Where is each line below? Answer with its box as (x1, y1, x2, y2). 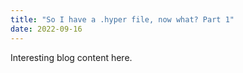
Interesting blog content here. (10, 51, 133, 63)
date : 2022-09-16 (10, 24, 83, 34)
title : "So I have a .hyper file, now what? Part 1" (10, 14, 235, 25)
